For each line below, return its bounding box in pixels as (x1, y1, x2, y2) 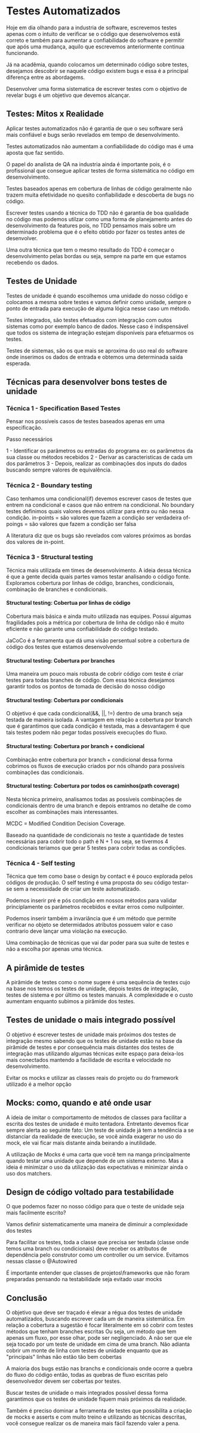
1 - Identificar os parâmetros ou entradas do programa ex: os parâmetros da (6, 447, 193, 455)
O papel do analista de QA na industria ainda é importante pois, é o (6, 160, 171, 168)
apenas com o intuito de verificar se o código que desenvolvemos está (6, 30, 181, 37)
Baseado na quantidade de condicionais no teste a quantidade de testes (6, 831, 184, 838)
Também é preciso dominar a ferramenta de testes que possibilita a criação (6, 1407, 192, 1414)
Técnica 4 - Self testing (6, 859, 76, 867)
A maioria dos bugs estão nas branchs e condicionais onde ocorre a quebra (6, 1365, 193, 1372)
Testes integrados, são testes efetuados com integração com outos (6, 316, 172, 323)
